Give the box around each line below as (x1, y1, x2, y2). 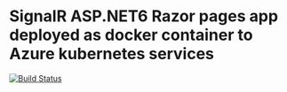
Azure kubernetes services (9, 44, 215, 64)
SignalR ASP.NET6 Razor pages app (9, 6, 278, 27)
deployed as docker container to (9, 25, 253, 45)
